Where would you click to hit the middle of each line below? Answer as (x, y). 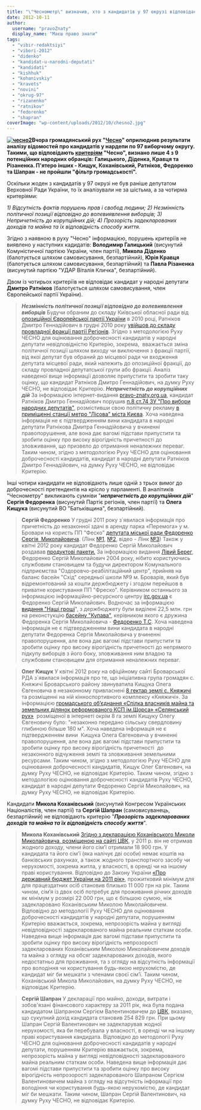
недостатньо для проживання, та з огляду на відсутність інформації (108, 962)
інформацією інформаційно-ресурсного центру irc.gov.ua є (97, 597)
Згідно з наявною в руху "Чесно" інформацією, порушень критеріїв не (97, 238)
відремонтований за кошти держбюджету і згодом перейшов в (102, 583)
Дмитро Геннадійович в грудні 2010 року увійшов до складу (98, 325)
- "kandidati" (30, 67)
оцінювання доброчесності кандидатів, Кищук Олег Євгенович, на (106, 767)
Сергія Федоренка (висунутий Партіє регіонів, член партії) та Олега (94, 502)
